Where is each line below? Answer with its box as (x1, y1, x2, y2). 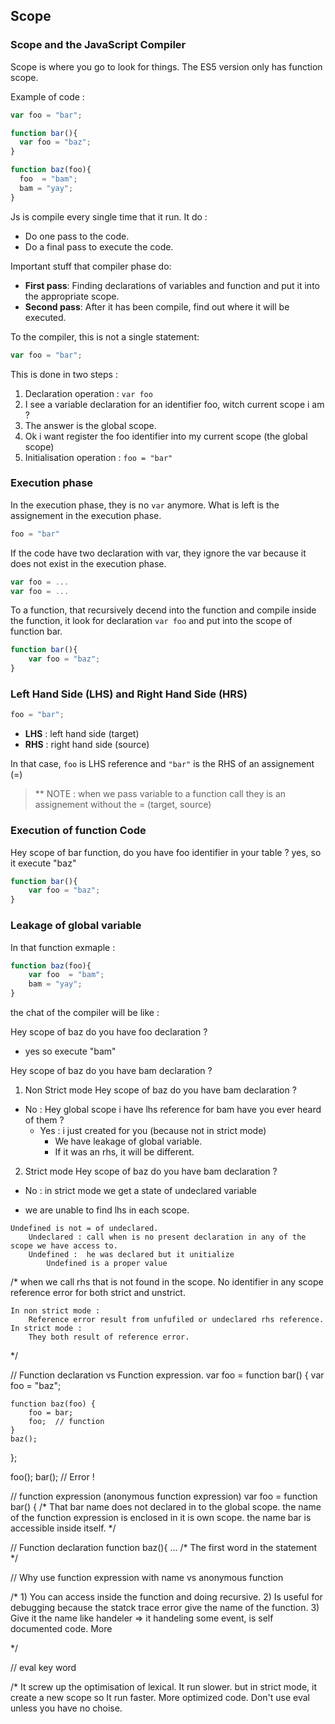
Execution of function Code (10, 824, 147, 838)
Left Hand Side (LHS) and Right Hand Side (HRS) (10, 687, 248, 701)
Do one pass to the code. (24, 230, 130, 242)
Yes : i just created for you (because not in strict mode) (39, 1125, 267, 1136)
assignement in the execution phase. (10, 509, 162, 521)
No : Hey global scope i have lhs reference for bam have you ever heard (24, 1104, 322, 1115)
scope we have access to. (10, 1241, 118, 1251)
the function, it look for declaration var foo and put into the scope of (10, 615, 293, 627)
